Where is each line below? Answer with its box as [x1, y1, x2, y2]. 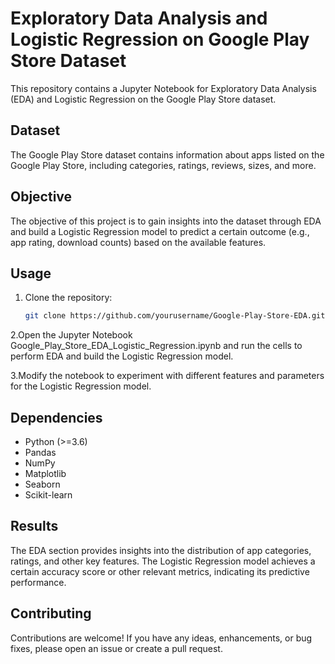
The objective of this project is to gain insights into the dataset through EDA [10, 215, 322, 227]
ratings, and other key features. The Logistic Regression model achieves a [10, 555, 316, 567]
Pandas [24, 447, 57, 459]
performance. [10, 576, 67, 588]
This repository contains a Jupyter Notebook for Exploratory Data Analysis [10, 82, 317, 94]
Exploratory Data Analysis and [10, 7, 268, 30]
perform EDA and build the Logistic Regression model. [10, 350, 234, 362]
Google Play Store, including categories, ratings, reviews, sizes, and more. [10, 159, 317, 171]
